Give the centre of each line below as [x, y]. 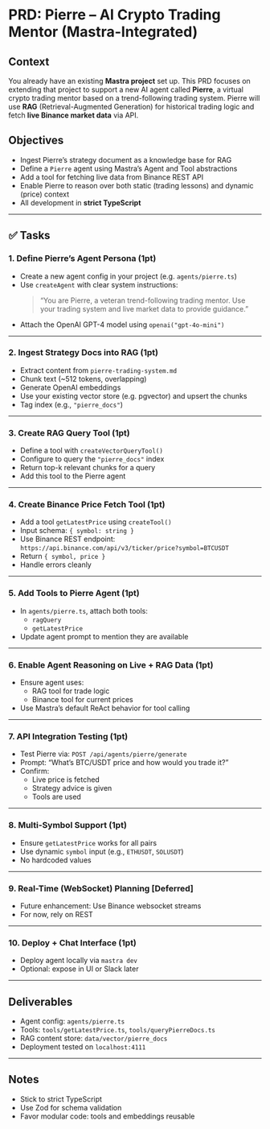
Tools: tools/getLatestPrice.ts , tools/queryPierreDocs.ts [117, 1029]
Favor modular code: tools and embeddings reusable [107, 1116]
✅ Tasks [29, 236]
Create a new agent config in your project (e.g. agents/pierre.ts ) [128, 276]
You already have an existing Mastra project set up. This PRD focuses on [129, 81]
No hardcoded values [55, 860]
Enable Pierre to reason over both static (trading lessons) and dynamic [137, 185]
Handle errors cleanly [56, 564]
